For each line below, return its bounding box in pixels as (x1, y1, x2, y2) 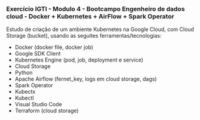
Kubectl (14, 94, 34, 101)
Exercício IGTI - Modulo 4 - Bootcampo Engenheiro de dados (6, 5, 185, 13)
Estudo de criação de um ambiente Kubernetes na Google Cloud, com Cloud (6, 26, 194, 33)
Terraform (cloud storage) (14, 107, 79, 115)
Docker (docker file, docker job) (14, 44, 94, 51)
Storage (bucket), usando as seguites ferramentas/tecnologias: (6, 32, 162, 39)
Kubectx (14, 88, 36, 96)
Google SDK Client (14, 50, 61, 57)
